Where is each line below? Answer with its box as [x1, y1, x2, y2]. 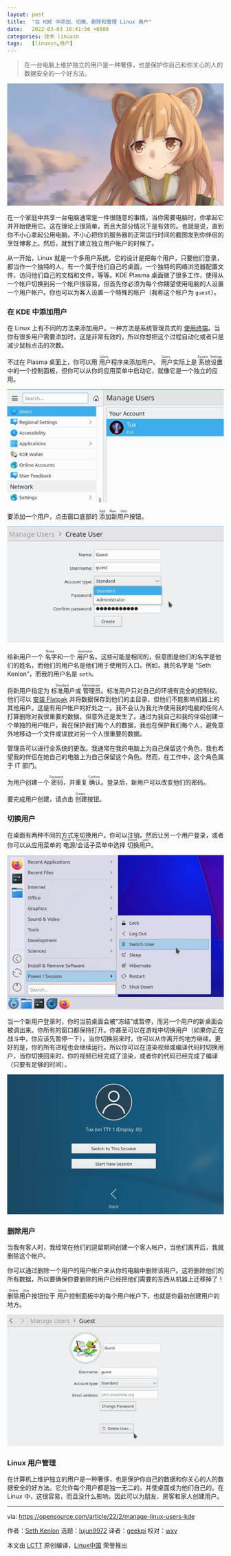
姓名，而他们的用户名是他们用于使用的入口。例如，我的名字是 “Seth [19, 661, 212, 670]
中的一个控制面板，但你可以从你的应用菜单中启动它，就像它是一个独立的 [7, 366, 212, 374]
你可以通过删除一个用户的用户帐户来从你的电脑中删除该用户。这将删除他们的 [7, 1266, 224, 1275]
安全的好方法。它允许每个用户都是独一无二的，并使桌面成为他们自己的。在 [12, 1484, 224, 1492]
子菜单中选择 [89, 840, 126, 849]
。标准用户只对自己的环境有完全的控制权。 [100, 687, 221, 695]
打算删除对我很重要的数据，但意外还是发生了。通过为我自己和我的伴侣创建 [7, 712, 218, 721]
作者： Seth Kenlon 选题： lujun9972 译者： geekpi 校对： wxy [7, 1526, 177, 1535]
